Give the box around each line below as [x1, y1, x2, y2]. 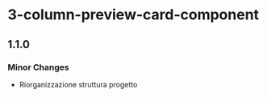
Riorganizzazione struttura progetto [19, 79, 138, 89]
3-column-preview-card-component [7, 6, 260, 24]
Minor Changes [7, 62, 69, 73]
